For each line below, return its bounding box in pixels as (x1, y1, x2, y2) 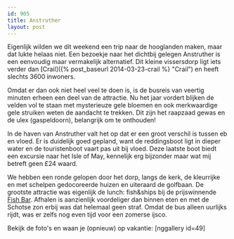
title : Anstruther (7, 17, 61, 24)
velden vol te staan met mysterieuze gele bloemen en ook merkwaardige (7, 101, 218, 110)
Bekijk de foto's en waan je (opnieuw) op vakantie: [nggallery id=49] (7, 224, 206, 233)
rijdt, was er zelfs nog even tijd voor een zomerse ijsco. (7, 210, 167, 219)
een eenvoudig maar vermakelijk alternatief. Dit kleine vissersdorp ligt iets (7, 58, 221, 66)
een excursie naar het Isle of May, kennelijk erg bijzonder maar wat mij (7, 152, 212, 160)
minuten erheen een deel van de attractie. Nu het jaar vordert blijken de (7, 93, 214, 102)
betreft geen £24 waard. (7, 160, 78, 168)
